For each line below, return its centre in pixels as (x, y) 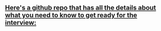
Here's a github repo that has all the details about (80, 8)
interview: (21, 23)
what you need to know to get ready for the (71, 15)
